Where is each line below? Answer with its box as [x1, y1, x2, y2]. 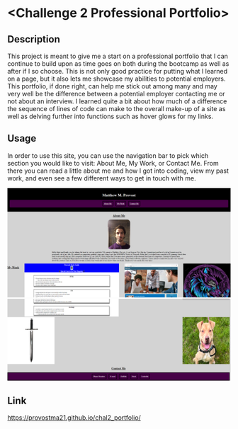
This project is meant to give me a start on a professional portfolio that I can [7, 52, 229, 60]
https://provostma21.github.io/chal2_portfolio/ [7, 413, 142, 422]
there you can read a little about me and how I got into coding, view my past [7, 166, 229, 175]
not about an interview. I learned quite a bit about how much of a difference [7, 97, 227, 105]
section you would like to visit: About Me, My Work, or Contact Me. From [7, 159, 219, 167]
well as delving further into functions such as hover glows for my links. [7, 112, 214, 120]
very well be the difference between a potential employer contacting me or [7, 90, 225, 98]
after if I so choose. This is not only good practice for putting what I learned [7, 67, 228, 75]
